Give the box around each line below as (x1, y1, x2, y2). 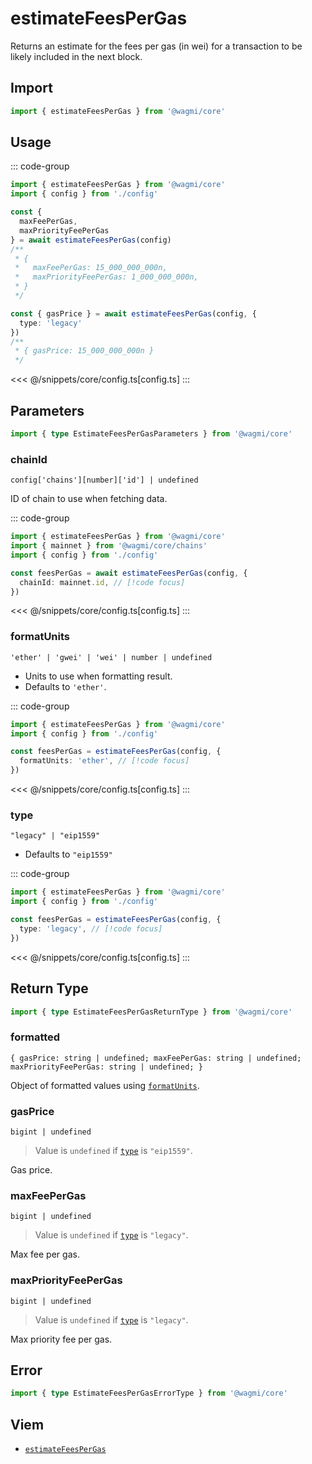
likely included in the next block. (10, 50, 143, 62)
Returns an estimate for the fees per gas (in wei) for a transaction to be (10, 40, 303, 52)
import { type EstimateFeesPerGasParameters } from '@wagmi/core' (10, 429, 293, 439)
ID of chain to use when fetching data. (10, 493, 168, 505)
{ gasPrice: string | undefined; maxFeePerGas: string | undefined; (10, 1053, 302, 1063)
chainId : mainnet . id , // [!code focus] (19, 577, 186, 587)
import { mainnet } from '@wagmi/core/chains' (10, 541, 208, 551)
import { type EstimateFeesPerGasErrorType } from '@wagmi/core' (10, 1388, 288, 1399)
